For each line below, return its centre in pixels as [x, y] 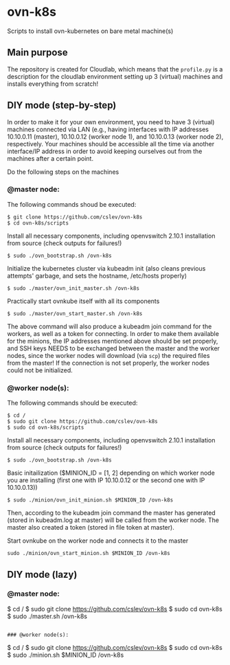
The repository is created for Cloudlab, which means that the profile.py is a [115, 69]
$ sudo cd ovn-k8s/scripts [46, 428]
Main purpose [37, 53]
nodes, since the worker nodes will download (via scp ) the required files [109, 355]
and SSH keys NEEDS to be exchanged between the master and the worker [114, 348]
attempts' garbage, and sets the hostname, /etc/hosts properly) [97, 275]
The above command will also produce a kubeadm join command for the [110, 326]
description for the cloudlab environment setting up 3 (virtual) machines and [115, 76]
